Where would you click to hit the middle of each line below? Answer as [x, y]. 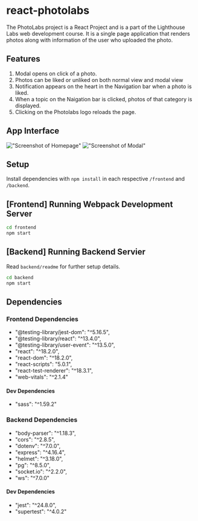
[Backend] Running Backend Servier [76, 252]
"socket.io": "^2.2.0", [41, 472]
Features [23, 59]
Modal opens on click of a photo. [56, 74]
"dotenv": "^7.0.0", [38, 446]
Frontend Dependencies [42, 319]
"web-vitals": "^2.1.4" [41, 377]
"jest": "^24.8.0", [36, 505]
